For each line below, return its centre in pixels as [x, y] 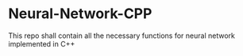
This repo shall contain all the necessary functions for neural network [122, 35]
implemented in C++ [42, 43]
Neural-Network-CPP [80, 14]
